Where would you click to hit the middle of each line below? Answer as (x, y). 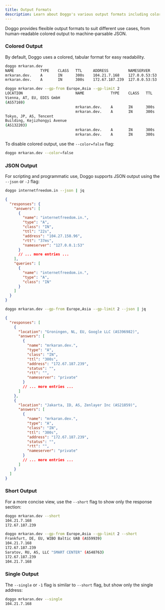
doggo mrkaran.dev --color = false (39, 153)
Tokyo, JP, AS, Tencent (29, 116)
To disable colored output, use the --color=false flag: (60, 144)
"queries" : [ (27, 264)
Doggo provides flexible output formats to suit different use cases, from (78, 28)
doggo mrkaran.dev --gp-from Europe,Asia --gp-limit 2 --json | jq (76, 309)
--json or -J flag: (22, 182)
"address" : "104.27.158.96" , (53, 236)
